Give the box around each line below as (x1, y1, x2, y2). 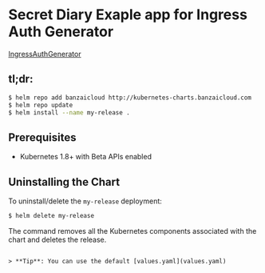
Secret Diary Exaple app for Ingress (8, 6, 247, 24)
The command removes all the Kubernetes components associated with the (8, 226, 257, 235)
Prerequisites (8, 130, 77, 144)
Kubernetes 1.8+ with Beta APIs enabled (19, 152, 152, 162)
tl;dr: (8, 72, 34, 86)
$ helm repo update (8, 101, 73, 109)
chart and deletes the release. (8, 235, 107, 244)
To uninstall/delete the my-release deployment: (8, 196, 162, 206)
